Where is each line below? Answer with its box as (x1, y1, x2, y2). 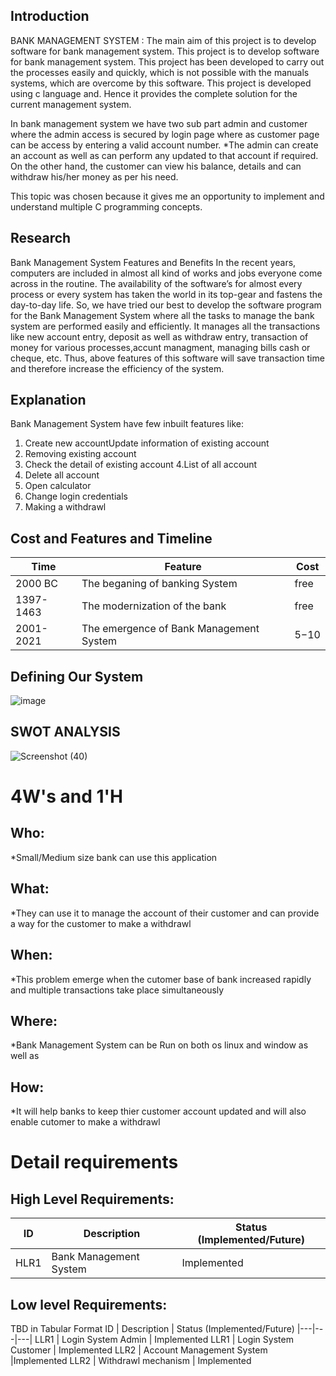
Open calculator (24, 480, 92, 492)
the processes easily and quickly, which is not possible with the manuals (10, 66, 310, 78)
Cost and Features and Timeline (10, 530, 213, 547)
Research (10, 230, 72, 247)
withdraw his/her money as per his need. (10, 170, 179, 183)
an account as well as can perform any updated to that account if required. (10, 149, 319, 161)
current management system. (10, 98, 132, 110)
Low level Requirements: (10, 1296, 168, 1313)
